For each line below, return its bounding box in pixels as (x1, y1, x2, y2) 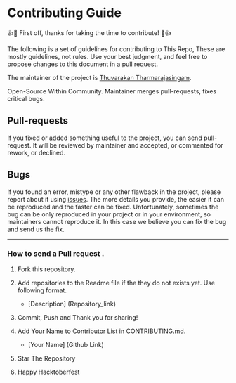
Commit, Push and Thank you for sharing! (17, 313, 138, 321)
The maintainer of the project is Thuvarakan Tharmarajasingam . (7, 73, 192, 82)
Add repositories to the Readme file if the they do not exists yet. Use (17, 278, 216, 287)
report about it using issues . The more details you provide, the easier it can (7, 195, 225, 203)
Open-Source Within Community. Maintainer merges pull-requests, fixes (7, 86, 216, 96)
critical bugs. (7, 94, 45, 103)
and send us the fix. (7, 225, 65, 233)
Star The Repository (17, 353, 76, 363)
